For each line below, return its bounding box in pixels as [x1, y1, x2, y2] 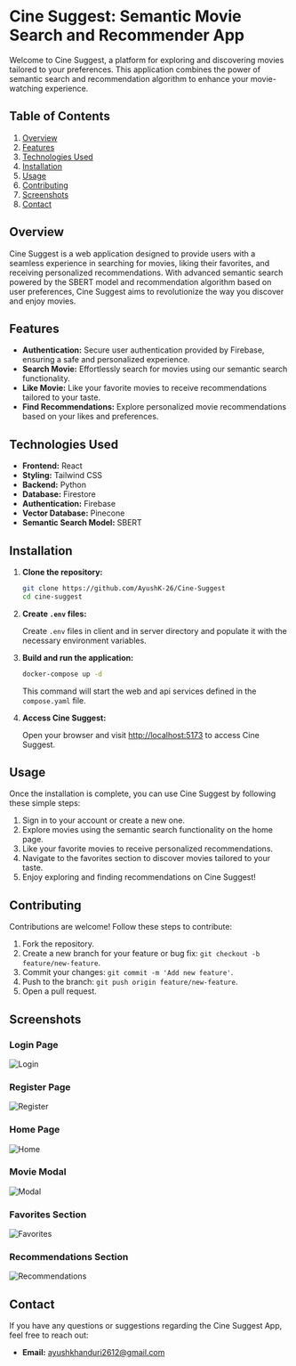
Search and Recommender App [9, 25, 244, 45]
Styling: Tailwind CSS [21, 470, 103, 481]
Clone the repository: [21, 567, 103, 577]
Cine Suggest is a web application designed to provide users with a [9, 248, 256, 259]
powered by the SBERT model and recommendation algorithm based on [9, 276, 272, 287]
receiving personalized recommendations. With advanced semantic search [9, 267, 284, 278]
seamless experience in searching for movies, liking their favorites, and [9, 257, 270, 268]
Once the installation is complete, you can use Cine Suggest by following [9, 788, 276, 799]
